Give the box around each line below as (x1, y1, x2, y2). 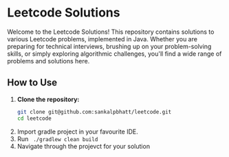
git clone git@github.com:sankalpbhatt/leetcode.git (17, 108, 172, 115)
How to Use (7, 77, 58, 89)
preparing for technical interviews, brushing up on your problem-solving (7, 42, 212, 50)
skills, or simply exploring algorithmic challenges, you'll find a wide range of (7, 50, 222, 58)
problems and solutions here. (7, 56, 90, 65)
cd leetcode (17, 115, 52, 122)
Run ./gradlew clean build (17, 134, 98, 143)
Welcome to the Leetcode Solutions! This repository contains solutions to (7, 28, 215, 36)
